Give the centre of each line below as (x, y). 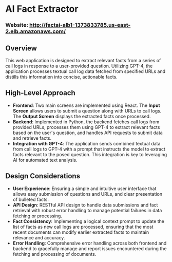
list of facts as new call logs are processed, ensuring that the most (83, 227)
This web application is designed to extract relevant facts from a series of (83, 60)
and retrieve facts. (32, 138)
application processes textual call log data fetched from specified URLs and (85, 71)
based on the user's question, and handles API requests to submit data (88, 133)
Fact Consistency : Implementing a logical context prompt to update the (89, 221)
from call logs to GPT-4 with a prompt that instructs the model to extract (89, 149)
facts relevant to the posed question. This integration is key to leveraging (90, 154)
